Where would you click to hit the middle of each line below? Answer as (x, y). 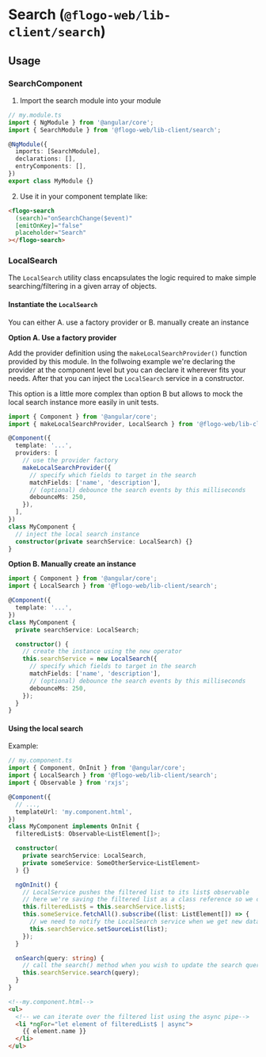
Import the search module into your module (90, 100)
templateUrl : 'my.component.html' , (74, 812)
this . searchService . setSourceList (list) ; (99, 929)
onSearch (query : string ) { (60, 958)
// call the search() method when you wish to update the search (133, 966)
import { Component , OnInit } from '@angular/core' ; (97, 768)
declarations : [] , (46, 159)
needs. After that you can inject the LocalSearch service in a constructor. (126, 378)
